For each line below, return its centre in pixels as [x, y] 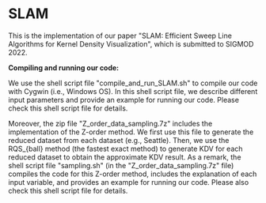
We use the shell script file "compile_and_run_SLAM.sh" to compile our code [133, 83]
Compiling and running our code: [64, 67]
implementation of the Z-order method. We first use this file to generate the [131, 132]
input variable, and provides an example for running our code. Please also [129, 182]
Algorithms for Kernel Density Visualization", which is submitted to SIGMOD [131, 43]
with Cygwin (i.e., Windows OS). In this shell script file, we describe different [133, 91]
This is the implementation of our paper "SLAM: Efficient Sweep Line [120, 36]
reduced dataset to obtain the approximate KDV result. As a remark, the [125, 157]
